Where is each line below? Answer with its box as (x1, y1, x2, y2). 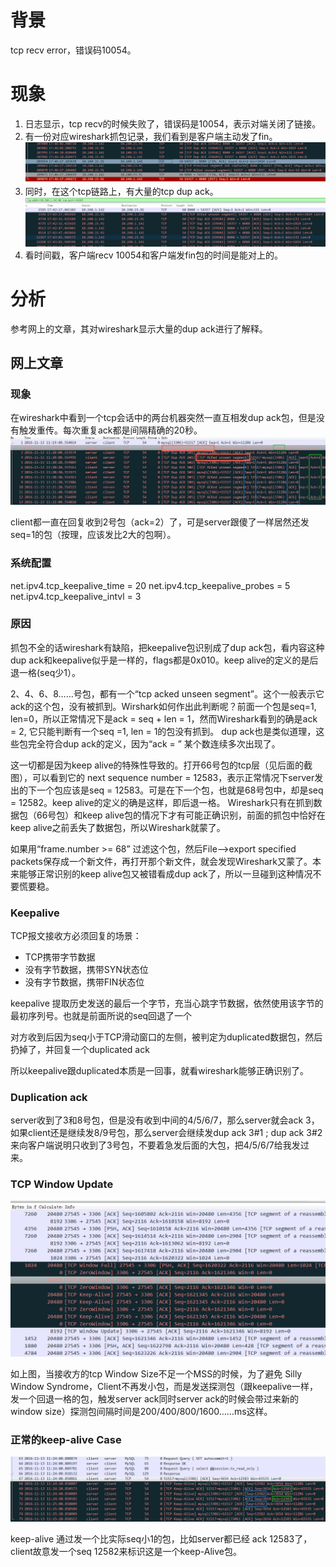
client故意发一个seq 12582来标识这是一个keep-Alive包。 (10, 1546, 243, 1558)
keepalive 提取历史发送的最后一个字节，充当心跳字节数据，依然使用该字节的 (10, 997, 324, 1010)
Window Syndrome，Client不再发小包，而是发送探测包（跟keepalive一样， (10, 1380, 318, 1392)
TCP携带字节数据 (24, 951, 96, 963)
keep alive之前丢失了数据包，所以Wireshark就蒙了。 (10, 821, 226, 833)
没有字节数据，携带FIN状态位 (24, 976, 145, 988)
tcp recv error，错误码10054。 (10, 44, 137, 56)
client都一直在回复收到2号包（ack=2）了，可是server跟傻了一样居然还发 (10, 516, 310, 528)
